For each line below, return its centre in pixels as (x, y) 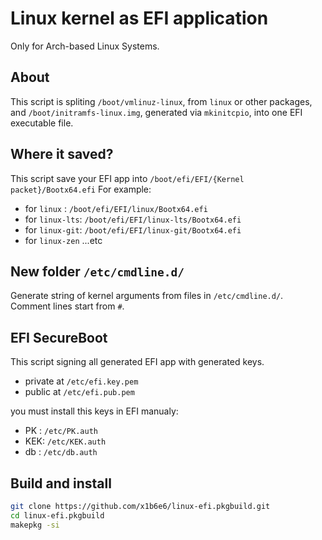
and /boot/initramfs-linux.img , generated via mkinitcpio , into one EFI (156, 112)
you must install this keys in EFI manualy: (94, 411)
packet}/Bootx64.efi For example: (81, 189)
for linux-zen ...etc (63, 240)
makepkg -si (35, 525)
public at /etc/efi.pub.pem (79, 392)
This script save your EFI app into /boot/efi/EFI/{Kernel (127, 178)
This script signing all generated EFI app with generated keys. (137, 362)
